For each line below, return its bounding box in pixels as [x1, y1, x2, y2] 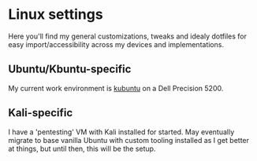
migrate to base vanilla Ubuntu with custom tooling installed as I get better [8, 135, 250, 145]
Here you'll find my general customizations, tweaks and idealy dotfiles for [8, 31, 247, 41]
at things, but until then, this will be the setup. [8, 144, 156, 153]
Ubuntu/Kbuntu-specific [8, 63, 132, 76]
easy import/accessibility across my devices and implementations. [8, 39, 225, 49]
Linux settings [8, 5, 104, 24]
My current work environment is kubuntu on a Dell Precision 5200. [8, 83, 224, 93]
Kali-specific [8, 106, 73, 119]
